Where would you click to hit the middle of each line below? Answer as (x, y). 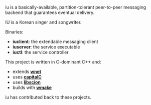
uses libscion (27, 82)
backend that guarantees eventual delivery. (50, 12)
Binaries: (14, 32)
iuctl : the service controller (40, 52)
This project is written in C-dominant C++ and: (53, 62)
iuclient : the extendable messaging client (55, 41)
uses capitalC (27, 77)
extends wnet (27, 71)
